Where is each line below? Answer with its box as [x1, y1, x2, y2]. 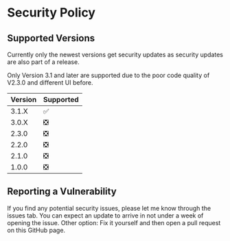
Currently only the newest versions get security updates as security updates [7, 50, 223, 59]
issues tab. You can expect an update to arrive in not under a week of [7, 211, 204, 220]
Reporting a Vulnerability [7, 186, 117, 198]
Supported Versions [7, 32, 95, 44]
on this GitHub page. [7, 226, 66, 234]
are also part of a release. [7, 58, 80, 66]
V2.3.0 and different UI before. [7, 78, 94, 87]
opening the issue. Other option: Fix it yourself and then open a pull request [7, 218, 221, 227]
